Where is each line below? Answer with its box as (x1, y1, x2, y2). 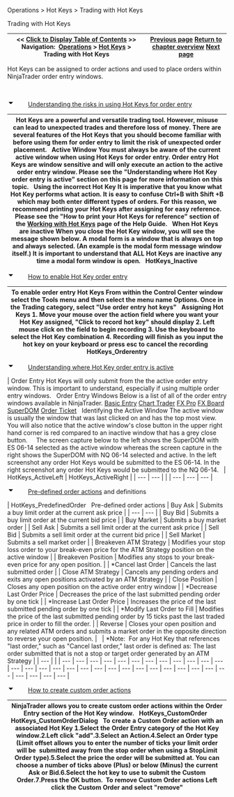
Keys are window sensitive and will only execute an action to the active (10, 160, 224, 168)
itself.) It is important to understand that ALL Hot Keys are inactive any (12, 249, 222, 258)
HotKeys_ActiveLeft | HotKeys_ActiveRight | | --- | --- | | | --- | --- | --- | (7, 473, 213, 481)
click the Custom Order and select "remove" (51, 783, 183, 791)
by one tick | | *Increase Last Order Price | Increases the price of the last (7, 597, 217, 606)
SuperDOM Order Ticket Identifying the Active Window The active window (7, 406, 224, 415)
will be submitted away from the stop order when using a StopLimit (16, 746, 218, 754)
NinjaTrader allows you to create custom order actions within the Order (11, 701, 223, 710)
